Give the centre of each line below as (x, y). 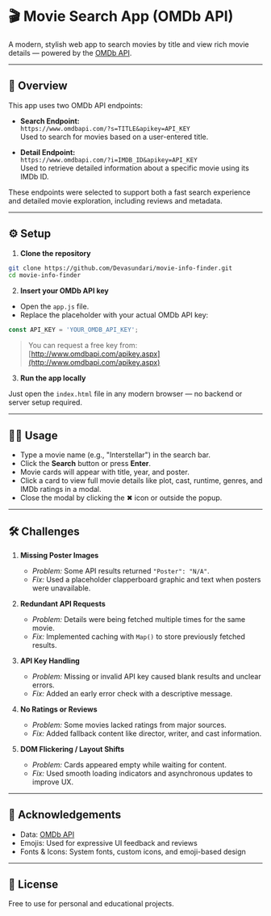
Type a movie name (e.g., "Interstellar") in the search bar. (115, 455)
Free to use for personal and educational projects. (92, 904)
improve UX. (53, 782)
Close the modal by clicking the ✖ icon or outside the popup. (121, 498)
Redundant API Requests (63, 603)
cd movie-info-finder (45, 275)
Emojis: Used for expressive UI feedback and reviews (108, 842)
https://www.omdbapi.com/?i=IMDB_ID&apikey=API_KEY (108, 160)
